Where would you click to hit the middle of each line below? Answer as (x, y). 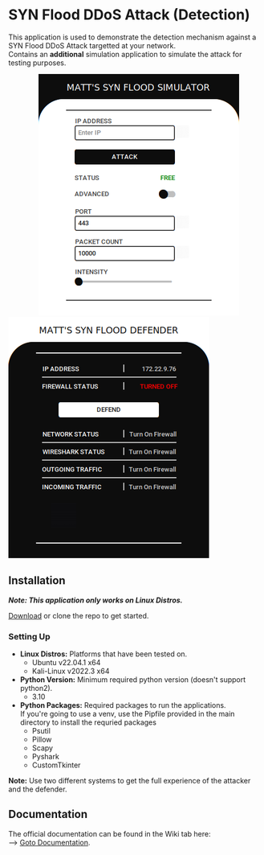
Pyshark (46, 757)
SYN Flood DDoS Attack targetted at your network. (92, 45)
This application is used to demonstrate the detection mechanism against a (132, 37)
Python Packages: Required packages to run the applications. (123, 705)
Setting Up (29, 636)
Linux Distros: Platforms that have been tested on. (104, 654)
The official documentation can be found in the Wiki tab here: (110, 833)
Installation (37, 581)
